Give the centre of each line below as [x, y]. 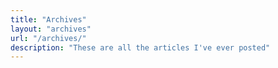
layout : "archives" [51, 29]
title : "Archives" [48, 19]
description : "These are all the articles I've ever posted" [140, 47]
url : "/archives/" [48, 38]
